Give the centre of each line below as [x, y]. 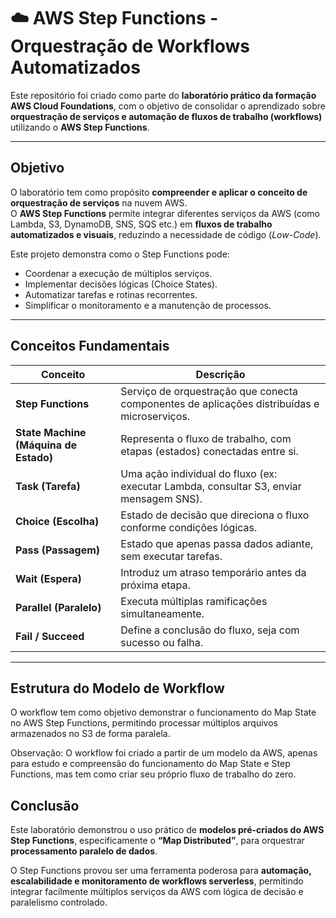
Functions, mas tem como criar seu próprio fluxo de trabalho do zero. [153, 774]
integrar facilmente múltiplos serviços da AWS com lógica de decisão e [157, 892]
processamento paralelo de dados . [84, 851]
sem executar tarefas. [171, 556]
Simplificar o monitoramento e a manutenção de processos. [148, 305]
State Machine [51, 432]
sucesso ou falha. [162, 642]
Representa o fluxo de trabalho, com [206, 438]
